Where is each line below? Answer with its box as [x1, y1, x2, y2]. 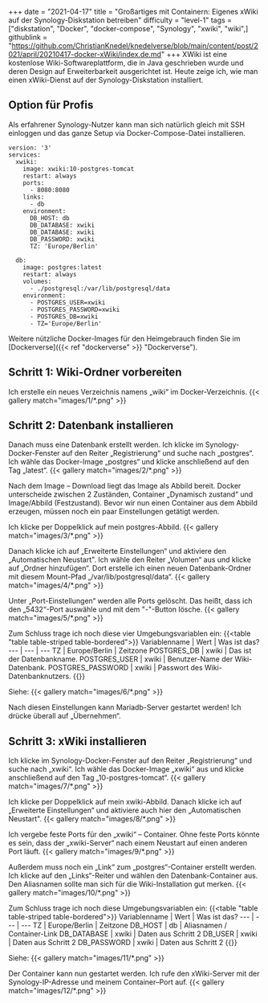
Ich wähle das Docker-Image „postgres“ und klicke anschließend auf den [8, 457, 250, 467]
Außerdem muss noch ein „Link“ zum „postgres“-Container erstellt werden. [8, 862, 257, 872]
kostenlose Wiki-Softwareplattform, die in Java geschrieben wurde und [8, 58, 244, 68]
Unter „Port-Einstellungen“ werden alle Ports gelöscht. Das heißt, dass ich [8, 596, 253, 606]
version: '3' [8, 144, 52, 152]
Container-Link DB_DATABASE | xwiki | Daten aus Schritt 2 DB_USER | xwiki [8, 929, 258, 939]
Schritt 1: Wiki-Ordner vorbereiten [8, 366, 182, 379]
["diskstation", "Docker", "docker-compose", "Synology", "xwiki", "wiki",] [8, 24, 249, 33]
